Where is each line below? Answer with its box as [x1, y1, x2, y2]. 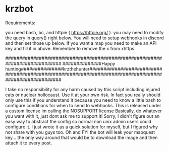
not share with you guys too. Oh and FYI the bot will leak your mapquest [5, 129, 155, 135]
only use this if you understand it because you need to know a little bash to [5, 97, 161, 103]
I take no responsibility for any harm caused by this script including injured [5, 86, 160, 92]
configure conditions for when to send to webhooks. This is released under [5, 102, 161, 108]
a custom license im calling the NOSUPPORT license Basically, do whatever [5, 108, 162, 114]
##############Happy [62, 60, 116, 66]
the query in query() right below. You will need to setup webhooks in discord [5, 35, 164, 41]
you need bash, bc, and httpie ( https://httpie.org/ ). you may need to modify [5, 29, 164, 35]
